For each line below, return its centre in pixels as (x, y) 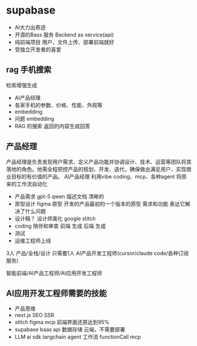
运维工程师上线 (33, 240)
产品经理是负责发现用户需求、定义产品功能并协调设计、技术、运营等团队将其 (99, 162)
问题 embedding (34, 118)
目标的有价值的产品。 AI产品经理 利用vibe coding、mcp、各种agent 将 (96, 176)
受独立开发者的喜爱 (38, 49)
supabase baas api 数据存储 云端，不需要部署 (70, 329)
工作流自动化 (32, 184)
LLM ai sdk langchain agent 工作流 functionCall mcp (78, 337)
